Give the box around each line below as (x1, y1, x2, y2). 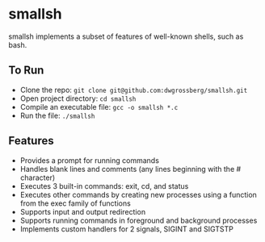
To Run (8, 64, 44, 77)
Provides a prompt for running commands (19, 155, 160, 165)
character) (19, 173, 56, 182)
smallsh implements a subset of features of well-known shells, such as (8, 31, 244, 41)
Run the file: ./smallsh (19, 111, 95, 120)
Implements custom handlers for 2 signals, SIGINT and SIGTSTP (19, 223, 234, 234)
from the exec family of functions (19, 198, 131, 208)
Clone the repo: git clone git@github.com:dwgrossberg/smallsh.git (19, 85, 248, 94)
